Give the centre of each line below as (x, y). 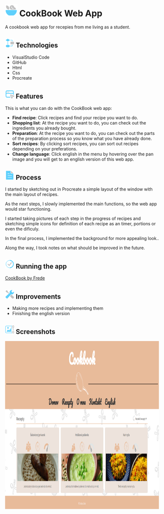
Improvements (38, 296)
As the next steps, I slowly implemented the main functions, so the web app (81, 204)
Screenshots (35, 332)
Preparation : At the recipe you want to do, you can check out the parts (83, 133)
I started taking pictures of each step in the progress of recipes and (73, 218)
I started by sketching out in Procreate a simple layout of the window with (79, 189)
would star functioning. (28, 209)
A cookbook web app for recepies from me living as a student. (68, 27)
